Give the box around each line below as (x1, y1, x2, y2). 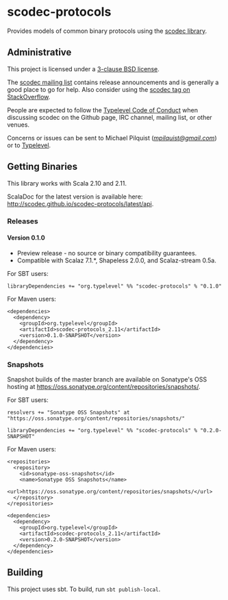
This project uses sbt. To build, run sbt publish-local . (7, 585, 161, 593)
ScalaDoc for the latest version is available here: (7, 192, 143, 201)
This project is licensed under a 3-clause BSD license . (7, 64, 160, 73)
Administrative (7, 47, 72, 58)
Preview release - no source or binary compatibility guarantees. (16, 249, 197, 257)
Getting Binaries (7, 161, 77, 173)
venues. (7, 121, 29, 129)
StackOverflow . (7, 92, 51, 101)
